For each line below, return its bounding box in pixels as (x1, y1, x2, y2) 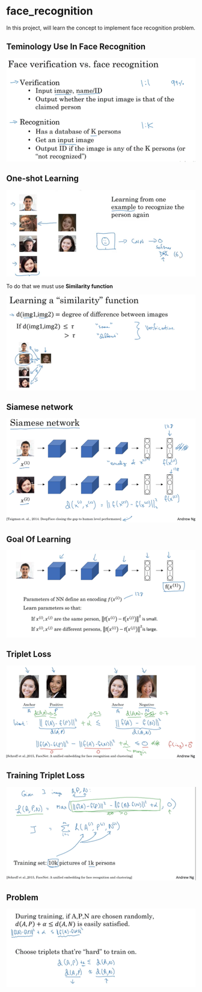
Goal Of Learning (6, 534, 71, 544)
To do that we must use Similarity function (6, 283, 113, 290)
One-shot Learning (6, 174, 79, 184)
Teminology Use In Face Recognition (6, 42, 146, 52)
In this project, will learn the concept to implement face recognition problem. (6, 24, 195, 31)
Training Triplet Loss (6, 770, 85, 781)
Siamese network (6, 402, 73, 412)
